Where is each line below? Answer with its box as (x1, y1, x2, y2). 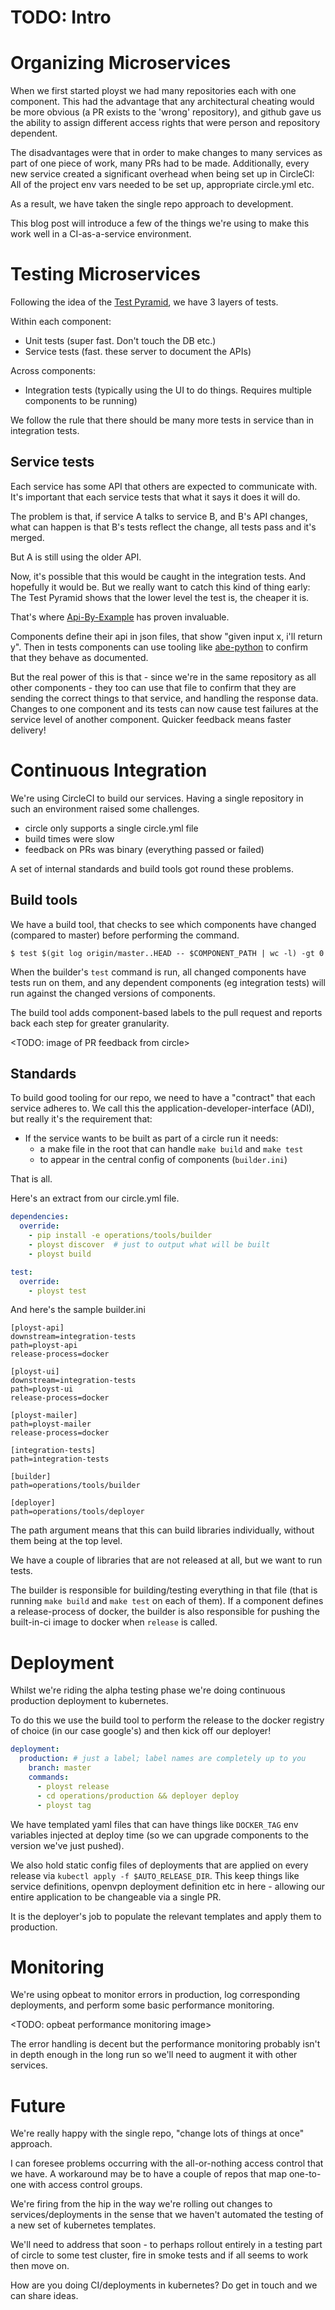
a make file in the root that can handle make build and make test (39, 1143, 304, 1155)
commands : (28, 1772, 70, 1782)
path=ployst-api (10, 1341, 78, 1351)
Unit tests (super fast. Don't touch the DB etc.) (24, 335, 217, 347)
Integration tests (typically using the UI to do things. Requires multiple (24, 384, 312, 396)
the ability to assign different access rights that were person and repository (10, 117, 321, 129)
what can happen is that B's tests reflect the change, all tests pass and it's (10, 521, 317, 533)
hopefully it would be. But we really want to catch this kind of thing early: (10, 581, 311, 593)
